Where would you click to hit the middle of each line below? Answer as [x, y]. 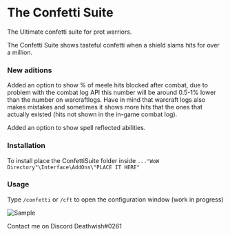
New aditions [30, 70]
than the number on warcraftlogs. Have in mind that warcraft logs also [106, 100]
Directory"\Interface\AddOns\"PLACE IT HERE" [73, 167]
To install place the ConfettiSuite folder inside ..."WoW [83, 160]
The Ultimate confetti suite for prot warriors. [70, 32]
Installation [27, 146]
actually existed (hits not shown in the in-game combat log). [92, 114]
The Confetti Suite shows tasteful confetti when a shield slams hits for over [114, 45]
